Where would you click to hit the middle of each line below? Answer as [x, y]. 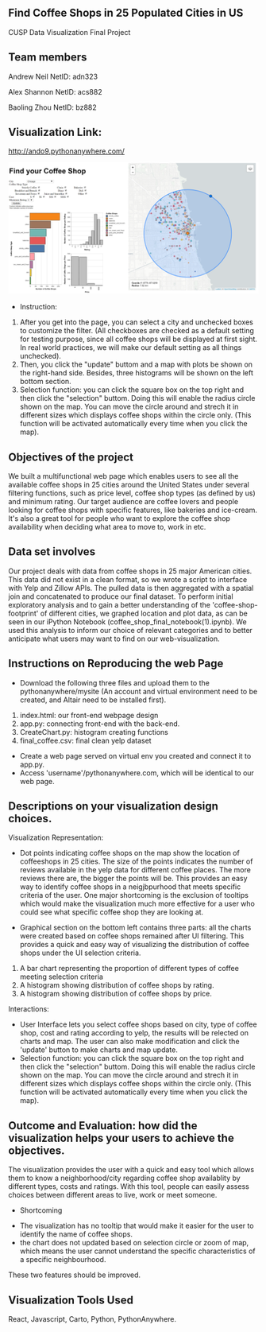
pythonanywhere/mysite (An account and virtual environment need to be [139, 691]
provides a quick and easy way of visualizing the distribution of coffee [135, 945]
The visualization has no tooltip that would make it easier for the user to [137, 1226]
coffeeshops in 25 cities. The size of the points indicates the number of [136, 861]
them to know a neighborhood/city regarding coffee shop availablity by [124, 1178]
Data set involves [52, 552]
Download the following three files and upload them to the [115, 682]
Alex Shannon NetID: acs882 [55, 91]
